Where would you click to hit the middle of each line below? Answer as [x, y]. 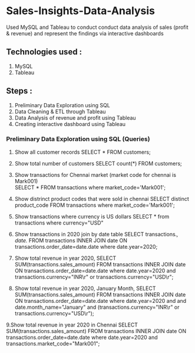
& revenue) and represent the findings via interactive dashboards [85, 33]
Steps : [19, 91]
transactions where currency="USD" [59, 223]
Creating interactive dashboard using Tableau [70, 124]
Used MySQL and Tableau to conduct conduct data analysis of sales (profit [97, 27]
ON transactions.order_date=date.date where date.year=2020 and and [100, 301]
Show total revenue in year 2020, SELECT [65, 258]
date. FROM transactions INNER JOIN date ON [71, 240]
